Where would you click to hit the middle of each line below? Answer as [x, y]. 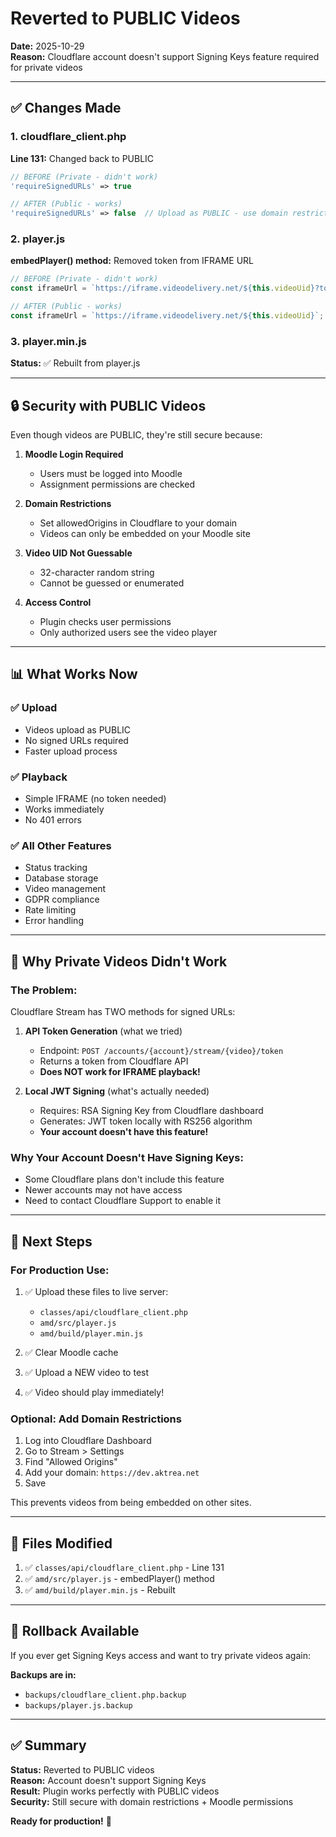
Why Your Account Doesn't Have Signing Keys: [127, 1157]
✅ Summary [48, 1745]
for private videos [46, 67]
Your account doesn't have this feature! [124, 1131]
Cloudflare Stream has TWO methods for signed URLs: [123, 1011]
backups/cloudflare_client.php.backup [105, 1695]
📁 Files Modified [61, 1543]
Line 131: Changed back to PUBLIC [82, 158]
